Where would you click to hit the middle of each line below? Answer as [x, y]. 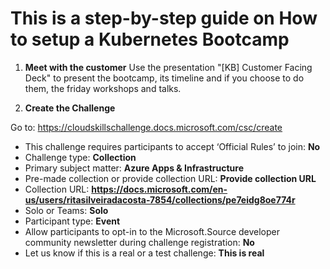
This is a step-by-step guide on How [164, 18]
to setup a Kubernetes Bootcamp [150, 39]
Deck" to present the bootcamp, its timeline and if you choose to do [164, 78]
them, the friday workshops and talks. [103, 88]
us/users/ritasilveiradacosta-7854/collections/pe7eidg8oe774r [160, 199]
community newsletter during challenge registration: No [139, 242]
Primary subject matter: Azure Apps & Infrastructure [134, 168]
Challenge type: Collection [80, 157]
